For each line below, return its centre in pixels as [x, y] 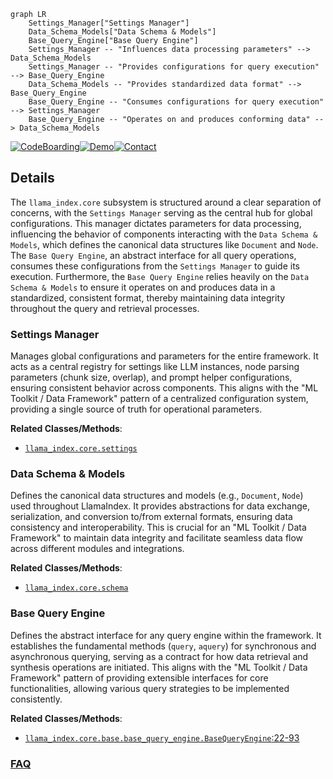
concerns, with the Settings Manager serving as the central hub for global [161, 212]
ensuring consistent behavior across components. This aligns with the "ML [164, 388]
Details [32, 178]
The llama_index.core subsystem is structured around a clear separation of [166, 202]
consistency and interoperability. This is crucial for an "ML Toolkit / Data [158, 527]
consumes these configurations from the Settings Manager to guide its [155, 266]
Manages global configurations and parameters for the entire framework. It [164, 356]
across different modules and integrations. [97, 549]
